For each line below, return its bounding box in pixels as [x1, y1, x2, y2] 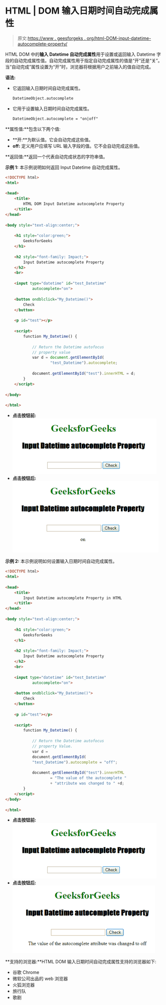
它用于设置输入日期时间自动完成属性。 [12, 106, 92, 112]
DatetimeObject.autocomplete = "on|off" [12, 116, 98, 121]
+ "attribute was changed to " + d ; [50, 781, 124, 786]
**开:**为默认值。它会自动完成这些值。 [12, 137, 93, 143]
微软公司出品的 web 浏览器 [12, 976, 68, 982]
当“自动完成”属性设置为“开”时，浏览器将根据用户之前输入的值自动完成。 [5, 64, 154, 70]
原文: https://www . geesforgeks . [17, 35, 86, 41]
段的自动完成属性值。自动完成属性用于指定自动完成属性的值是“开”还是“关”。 [5, 57, 162, 63]
